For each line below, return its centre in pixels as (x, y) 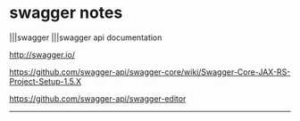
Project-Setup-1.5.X (46, 81)
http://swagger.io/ (42, 54)
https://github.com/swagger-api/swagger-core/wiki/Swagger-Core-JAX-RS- (150, 72)
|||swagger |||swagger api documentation (86, 37)
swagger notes (66, 13)
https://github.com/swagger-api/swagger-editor (98, 98)
